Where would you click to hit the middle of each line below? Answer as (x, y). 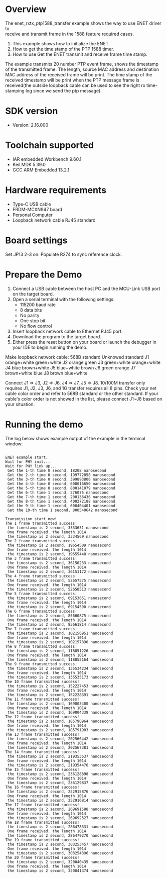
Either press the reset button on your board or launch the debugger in (84, 342)
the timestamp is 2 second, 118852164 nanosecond (60, 659)
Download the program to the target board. (57, 336)
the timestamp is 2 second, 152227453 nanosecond (60, 686)
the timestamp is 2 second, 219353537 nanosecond (60, 756)
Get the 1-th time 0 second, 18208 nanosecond (57, 470)
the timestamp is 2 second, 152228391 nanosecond (60, 695)
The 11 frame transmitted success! (42, 699)
